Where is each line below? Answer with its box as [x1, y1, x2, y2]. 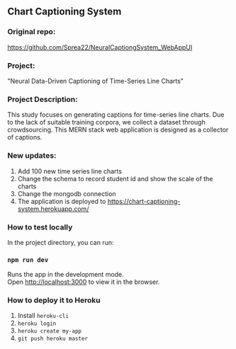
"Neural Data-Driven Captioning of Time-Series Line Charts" [7, 76, 184, 85]
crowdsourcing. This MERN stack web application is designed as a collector [7, 125, 229, 134]
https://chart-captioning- [107, 197, 181, 205]
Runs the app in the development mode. [7, 270, 124, 279]
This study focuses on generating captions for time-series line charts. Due [7, 110, 225, 119]
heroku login [17, 320, 57, 328]
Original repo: [7, 27, 56, 37]
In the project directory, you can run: [7, 238, 114, 246]
